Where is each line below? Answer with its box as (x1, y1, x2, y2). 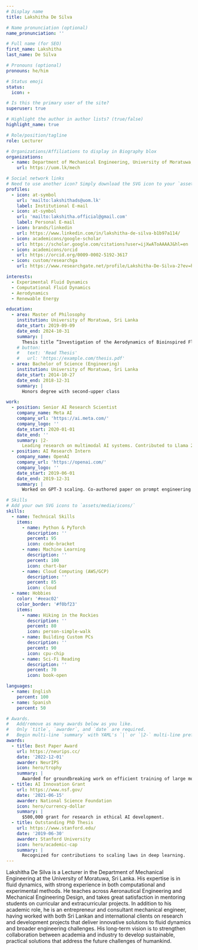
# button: (16, 345, 41, 350)
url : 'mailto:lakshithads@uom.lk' (16, 197, 101, 203)
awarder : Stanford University (16, 836, 91, 842)
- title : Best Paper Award (11, 743, 78, 749)
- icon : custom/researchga (11, 257, 78, 264)
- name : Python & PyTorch (21, 525, 85, 531)
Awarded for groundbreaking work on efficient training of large (21, 776, 186, 782)
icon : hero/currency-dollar (16, 803, 85, 809)
